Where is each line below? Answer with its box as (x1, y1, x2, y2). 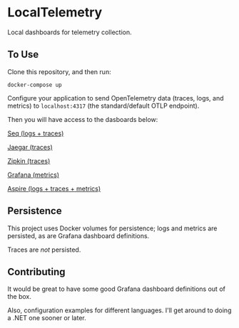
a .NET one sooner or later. (7, 314, 87, 322)
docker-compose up (7, 81, 62, 88)
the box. (7, 292, 32, 301)
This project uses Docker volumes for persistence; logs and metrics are (7, 224, 218, 232)
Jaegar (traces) (7, 143, 54, 151)
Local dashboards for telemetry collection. (7, 28, 132, 36)
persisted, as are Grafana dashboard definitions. (7, 231, 150, 240)
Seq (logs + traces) (7, 129, 64, 138)
